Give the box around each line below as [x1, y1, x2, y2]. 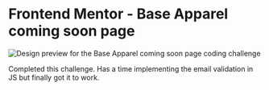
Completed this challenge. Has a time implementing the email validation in [8, 63, 254, 73]
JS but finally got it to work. [8, 72, 100, 82]
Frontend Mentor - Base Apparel [8, 5, 229, 23]
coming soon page [8, 22, 135, 40]
